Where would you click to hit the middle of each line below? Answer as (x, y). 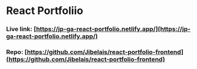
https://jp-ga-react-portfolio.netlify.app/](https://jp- (113, 29)
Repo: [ (17, 52)
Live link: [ (21, 29)
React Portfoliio (45, 11)
